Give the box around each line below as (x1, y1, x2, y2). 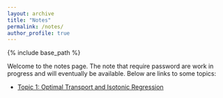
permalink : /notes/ (7, 23, 64, 30)
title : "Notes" (7, 17, 52, 24)
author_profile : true (7, 29, 70, 37)
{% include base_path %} (7, 49, 81, 57)
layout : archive (7, 10, 54, 17)
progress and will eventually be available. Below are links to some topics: (7, 70, 217, 78)
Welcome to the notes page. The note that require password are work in (7, 62, 214, 70)
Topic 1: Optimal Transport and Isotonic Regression (17, 83, 164, 91)
